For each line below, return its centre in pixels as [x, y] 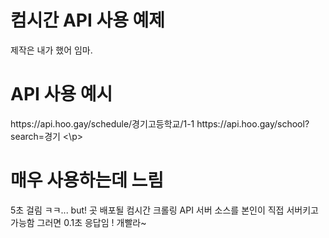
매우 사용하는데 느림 [87, 180]
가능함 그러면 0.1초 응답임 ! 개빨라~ [78, 222]
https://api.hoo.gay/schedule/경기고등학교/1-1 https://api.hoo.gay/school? [160, 123]
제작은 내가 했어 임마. [51, 50]
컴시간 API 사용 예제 [88, 20]
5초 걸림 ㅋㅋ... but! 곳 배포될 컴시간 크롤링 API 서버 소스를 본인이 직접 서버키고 [164, 210]
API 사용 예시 [61, 94]
